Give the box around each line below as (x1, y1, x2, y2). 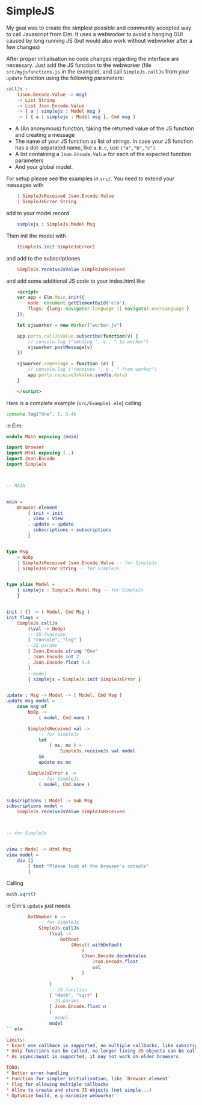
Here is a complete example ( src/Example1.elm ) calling (6, 399, 141, 406)
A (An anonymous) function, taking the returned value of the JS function (14, 125, 194, 132)
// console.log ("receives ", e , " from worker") (28, 367, 158, 373)
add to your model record (6, 209, 70, 216)
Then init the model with (6, 232, 66, 239)
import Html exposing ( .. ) (6, 450, 74, 456)
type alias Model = (6, 582, 55, 588)
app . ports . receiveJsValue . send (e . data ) (28, 372, 128, 378)
